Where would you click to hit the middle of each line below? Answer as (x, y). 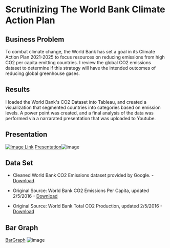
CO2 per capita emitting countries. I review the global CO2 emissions (78, 62)
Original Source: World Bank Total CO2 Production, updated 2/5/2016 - (88, 206)
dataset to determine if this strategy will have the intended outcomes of (81, 68)
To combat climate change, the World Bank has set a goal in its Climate (80, 52)
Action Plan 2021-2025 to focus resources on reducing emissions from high (85, 57)
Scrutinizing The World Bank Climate (85, 9)
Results (18, 90)
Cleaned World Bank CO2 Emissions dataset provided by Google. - (83, 175)
